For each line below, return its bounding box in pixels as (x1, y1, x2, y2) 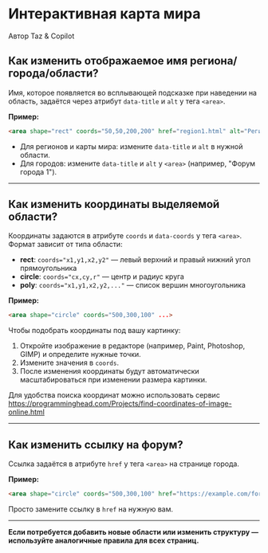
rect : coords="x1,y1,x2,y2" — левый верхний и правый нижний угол (19, 255, 251, 265)
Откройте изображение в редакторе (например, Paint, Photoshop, (19, 341, 246, 351)
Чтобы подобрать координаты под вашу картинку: (8, 326, 181, 335)
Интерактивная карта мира (8, 5, 201, 23)
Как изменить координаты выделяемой (8, 198, 220, 211)
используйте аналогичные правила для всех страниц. (8, 535, 199, 545)
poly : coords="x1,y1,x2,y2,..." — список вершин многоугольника (19, 280, 246, 290)
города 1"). (19, 167, 57, 176)
